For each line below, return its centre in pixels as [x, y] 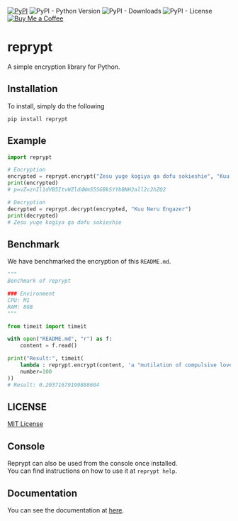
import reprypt [30, 157]
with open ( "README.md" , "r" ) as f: [60, 339]
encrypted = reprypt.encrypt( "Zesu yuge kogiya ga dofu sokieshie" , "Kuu [119, 177]
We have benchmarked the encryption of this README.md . [89, 262]
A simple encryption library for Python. [64, 67]
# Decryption [27, 202]
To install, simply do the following [56, 106]
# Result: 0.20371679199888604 [53, 385]
